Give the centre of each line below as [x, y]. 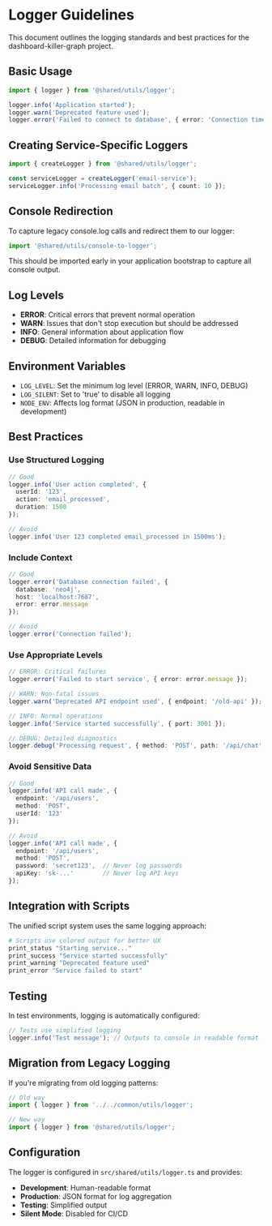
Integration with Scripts [69, 906]
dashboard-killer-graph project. [61, 45]
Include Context [40, 557]
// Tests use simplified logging [65, 1030]
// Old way [27, 1097]
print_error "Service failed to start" [76, 971]
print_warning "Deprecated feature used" [79, 963]
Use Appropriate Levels [55, 654]
